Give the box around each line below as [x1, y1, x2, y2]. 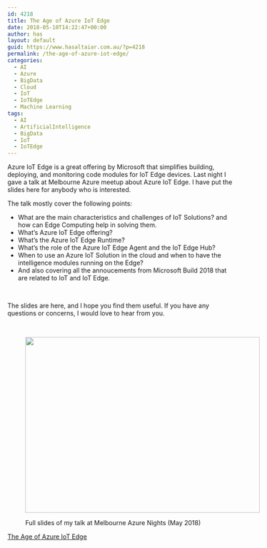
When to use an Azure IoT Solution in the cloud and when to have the [17, 251, 221, 260]
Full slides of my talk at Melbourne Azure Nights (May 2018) [25, 519, 201, 527]
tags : [7, 110, 24, 117]
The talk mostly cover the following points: [7, 199, 133, 208]
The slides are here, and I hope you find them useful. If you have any [7, 301, 209, 310]
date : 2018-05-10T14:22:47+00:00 [7, 24, 107, 31]
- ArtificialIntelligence [14, 123, 91, 131]
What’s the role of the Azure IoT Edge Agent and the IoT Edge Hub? [17, 243, 216, 252]
